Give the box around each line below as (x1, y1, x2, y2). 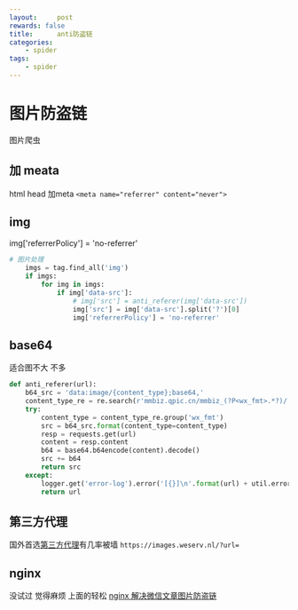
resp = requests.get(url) (41, 430, 137, 439)
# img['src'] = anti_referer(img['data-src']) (72, 297, 248, 305)
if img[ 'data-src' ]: (56, 288, 133, 297)
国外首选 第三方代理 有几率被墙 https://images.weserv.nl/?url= (9, 539, 239, 551)
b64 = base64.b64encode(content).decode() (41, 446, 200, 456)
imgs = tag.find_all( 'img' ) (25, 264, 129, 273)
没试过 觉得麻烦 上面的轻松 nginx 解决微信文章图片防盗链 (9, 590, 217, 601)
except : (25, 471, 53, 479)
